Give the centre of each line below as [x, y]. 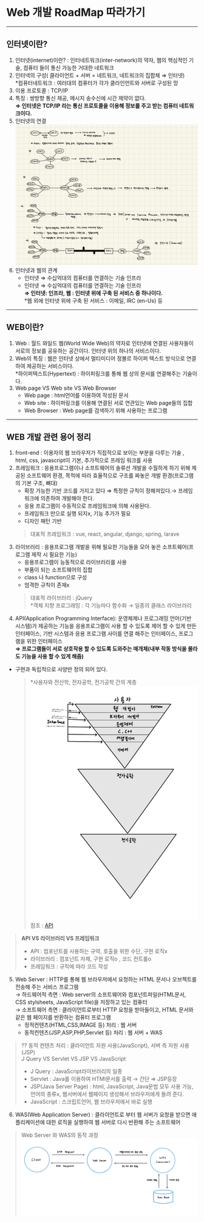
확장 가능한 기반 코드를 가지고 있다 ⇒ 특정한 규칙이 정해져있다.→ [100, 491]
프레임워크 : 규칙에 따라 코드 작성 [69, 967]
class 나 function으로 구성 [56, 578]
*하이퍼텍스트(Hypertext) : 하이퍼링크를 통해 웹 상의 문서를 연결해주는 [98, 373]
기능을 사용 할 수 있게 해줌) [52, 657]
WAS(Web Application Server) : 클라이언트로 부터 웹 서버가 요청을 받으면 [103, 1115]
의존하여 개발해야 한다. [67, 499]
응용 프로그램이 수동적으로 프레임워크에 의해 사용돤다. [87, 506]
